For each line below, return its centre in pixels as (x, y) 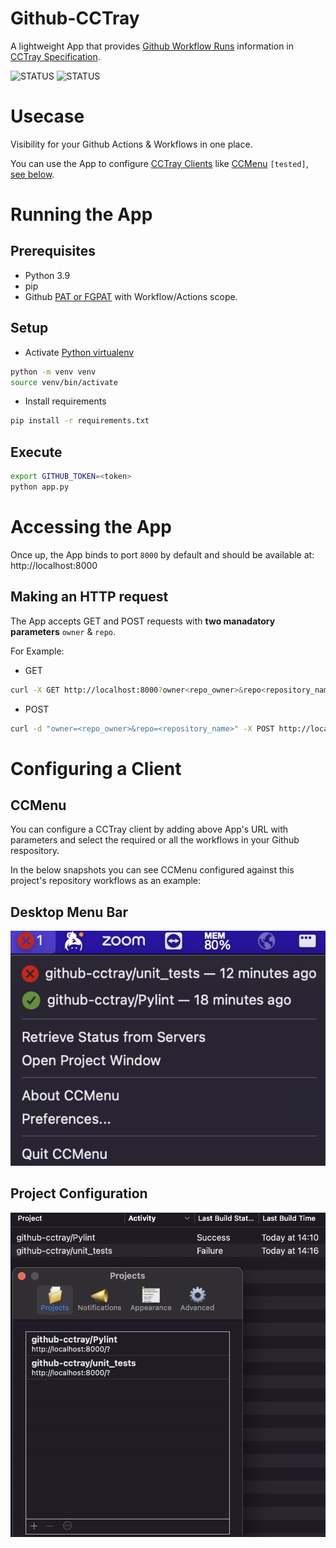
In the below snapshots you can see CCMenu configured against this (152, 870)
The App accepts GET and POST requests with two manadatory (143, 621)
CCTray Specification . (55, 56)
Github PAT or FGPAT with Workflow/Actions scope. (131, 296)
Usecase (47, 116)
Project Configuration (79, 1193)
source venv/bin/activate (64, 382)
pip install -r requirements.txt (80, 421)
